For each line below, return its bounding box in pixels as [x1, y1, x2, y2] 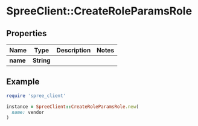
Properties [6, 28, 47, 39]
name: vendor [11, 109, 45, 115]
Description [56, 46, 91, 54]
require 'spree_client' [6, 92, 66, 99]
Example [6, 77, 40, 87]
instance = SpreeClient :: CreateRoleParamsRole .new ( [6, 104, 139, 110]
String [32, 56, 51, 65]
